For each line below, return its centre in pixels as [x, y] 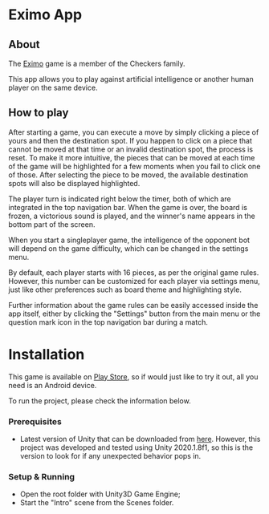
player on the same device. [53, 87]
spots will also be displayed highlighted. [74, 183]
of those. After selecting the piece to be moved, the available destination [128, 175]
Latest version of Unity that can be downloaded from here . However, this [140, 439]
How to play [39, 113]
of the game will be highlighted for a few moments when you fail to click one [134, 166]
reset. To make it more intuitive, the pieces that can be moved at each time [132, 157]
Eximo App [45, 15]
